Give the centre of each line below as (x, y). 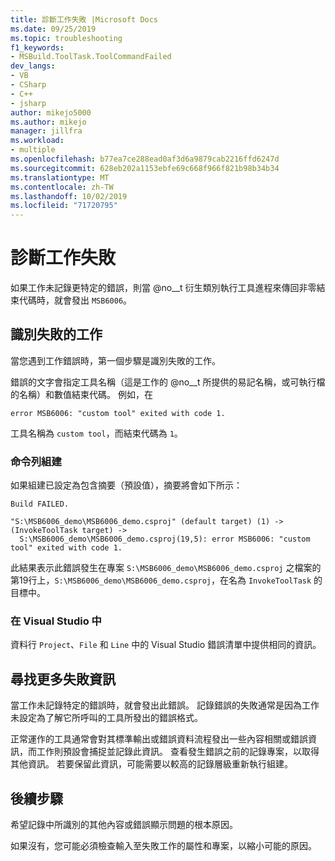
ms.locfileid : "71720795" (64, 206)
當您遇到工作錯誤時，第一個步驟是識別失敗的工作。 (115, 360)
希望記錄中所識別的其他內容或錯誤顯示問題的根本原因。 (124, 825)
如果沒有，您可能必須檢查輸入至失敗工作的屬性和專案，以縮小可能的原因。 (163, 846)
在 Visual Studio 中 (56, 621)
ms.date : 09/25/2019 (53, 29)
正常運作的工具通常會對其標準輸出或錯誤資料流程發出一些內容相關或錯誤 (159, 739)
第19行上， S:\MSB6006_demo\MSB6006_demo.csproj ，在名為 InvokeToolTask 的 (166, 580)
